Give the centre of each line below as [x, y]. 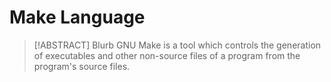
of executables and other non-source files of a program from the [167, 55]
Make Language [77, 17]
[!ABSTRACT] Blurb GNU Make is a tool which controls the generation [177, 45]
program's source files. [82, 66]
